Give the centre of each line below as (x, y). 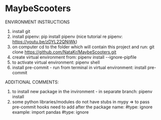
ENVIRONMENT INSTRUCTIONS (37, 22)
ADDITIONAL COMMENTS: (32, 82)
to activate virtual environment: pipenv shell (56, 62)
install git (21, 31)
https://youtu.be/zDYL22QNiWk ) (45, 41)
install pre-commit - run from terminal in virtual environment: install (79, 67)
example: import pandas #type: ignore (50, 112)
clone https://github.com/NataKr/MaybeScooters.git (64, 52)
